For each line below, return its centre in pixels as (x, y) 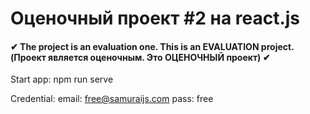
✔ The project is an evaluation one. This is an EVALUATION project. (152, 46)
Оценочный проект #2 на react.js (155, 18)
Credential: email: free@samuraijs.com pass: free (112, 99)
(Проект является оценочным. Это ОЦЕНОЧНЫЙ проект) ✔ (140, 57)
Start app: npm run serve (62, 79)
